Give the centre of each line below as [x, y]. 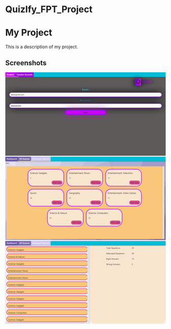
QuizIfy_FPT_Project [49, 9]
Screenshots [26, 63]
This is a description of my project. [42, 47]
